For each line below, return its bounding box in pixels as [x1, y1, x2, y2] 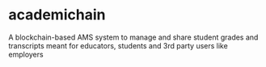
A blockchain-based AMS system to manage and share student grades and [8, 32, 259, 42]
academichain [8, 6, 106, 24]
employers [8, 49, 44, 59]
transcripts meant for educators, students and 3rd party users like [8, 40, 228, 50]
